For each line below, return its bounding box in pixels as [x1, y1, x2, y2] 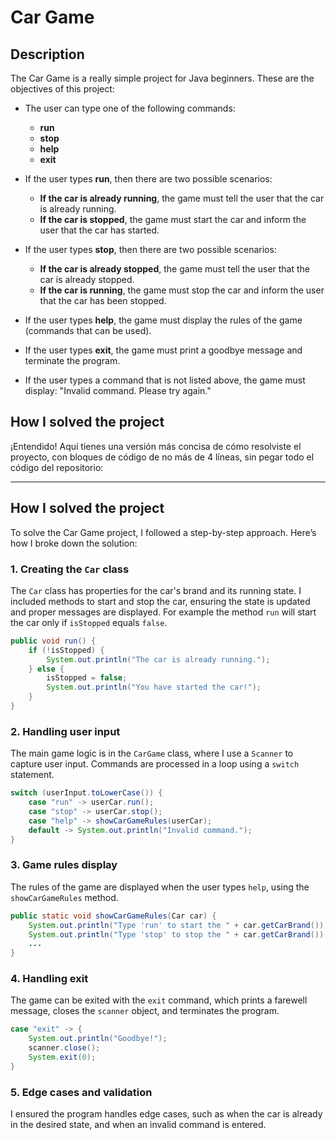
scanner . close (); [28, 1043, 101, 1053]
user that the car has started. [39, 224, 160, 236]
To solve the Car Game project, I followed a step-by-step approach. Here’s [10, 526, 317, 538]
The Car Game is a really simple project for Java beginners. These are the [10, 72, 315, 84]
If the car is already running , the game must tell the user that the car [39, 192, 325, 204]
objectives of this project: [10, 83, 115, 95]
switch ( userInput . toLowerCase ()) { [10, 788, 163, 798]
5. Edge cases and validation [10, 1085, 153, 1099]
